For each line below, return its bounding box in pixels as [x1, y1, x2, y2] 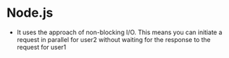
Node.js [6, 5, 53, 21]
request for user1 [16, 43, 67, 51]
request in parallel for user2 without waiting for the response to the [16, 35, 211, 43]
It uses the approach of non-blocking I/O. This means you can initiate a [16, 28, 223, 36]
